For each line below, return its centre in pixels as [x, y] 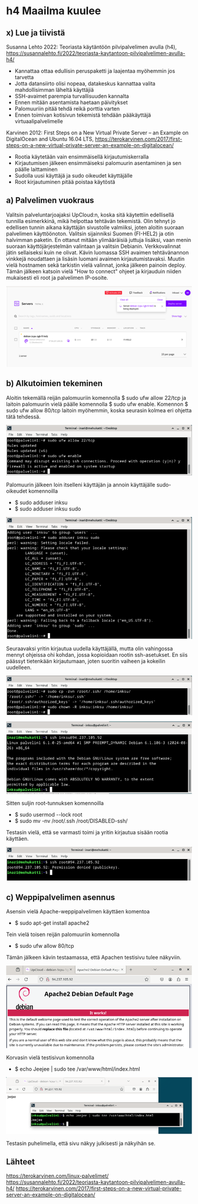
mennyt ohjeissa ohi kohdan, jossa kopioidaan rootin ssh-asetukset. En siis [97, 655]
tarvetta [24, 77]
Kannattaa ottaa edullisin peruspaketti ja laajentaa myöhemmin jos [95, 71]
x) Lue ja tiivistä [36, 33]
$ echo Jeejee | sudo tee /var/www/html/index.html [77, 1069]
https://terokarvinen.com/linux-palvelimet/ [57, 1176]
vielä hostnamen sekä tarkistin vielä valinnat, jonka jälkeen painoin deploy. [96, 265]
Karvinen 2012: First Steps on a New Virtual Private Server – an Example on [97, 133]
